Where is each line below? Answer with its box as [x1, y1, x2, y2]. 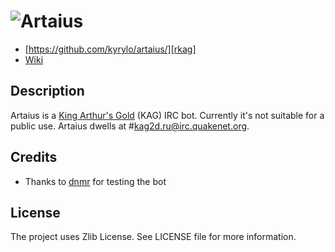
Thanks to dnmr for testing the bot [24, 175, 167, 187]
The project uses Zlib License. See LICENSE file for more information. [10, 231, 297, 243]
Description [10, 83, 85, 100]
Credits [10, 149, 58, 166]
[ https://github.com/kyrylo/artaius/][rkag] [24, 43, 197, 55]
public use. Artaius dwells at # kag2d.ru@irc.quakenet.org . [10, 120, 250, 132]
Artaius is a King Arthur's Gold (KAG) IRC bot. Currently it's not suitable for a [10, 109, 325, 121]
